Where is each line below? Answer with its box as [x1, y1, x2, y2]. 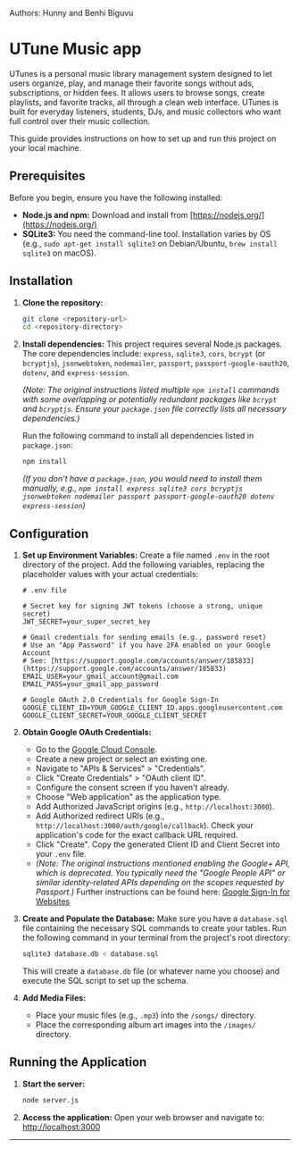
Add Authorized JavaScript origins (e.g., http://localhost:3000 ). [35, 801, 275, 811]
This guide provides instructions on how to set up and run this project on [9, 133, 277, 144]
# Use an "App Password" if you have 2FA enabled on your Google [21, 641, 271, 650]
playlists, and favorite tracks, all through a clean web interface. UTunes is [9, 96, 279, 107]
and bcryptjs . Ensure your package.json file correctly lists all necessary [21, 404, 287, 415]
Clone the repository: [21, 297, 104, 307]
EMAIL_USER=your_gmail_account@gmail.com [21, 672, 179, 681]
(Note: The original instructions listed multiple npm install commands [21, 384, 280, 396]
